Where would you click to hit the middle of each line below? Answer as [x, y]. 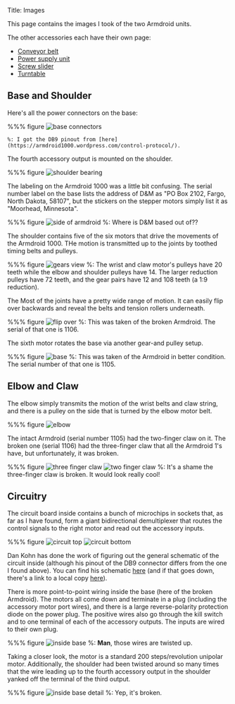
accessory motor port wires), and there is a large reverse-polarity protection [118, 607]
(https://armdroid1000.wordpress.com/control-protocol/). [94, 145]
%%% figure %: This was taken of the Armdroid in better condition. [117, 356]
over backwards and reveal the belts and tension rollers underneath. [106, 308]
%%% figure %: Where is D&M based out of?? [103, 222]
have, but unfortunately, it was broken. [63, 453]
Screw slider [36, 66]
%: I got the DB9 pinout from [52, 139]
